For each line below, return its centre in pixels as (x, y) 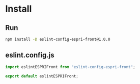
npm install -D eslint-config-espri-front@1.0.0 (58, 39)
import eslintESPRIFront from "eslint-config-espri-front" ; (71, 67)
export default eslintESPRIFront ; (42, 76)
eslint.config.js (30, 55)
